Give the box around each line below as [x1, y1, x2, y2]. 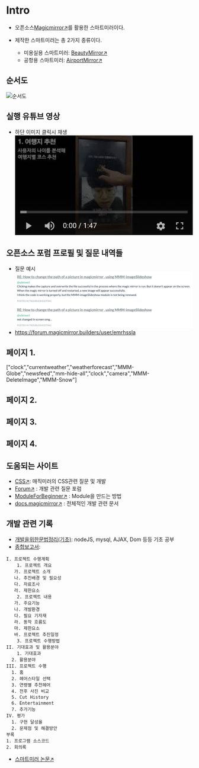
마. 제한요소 [14, 625, 40, 631]
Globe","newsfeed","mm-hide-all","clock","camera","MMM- [6, 370, 150, 377]
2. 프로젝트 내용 [17, 594, 52, 600]
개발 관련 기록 [6, 519, 53, 529]
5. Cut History [11, 694, 49, 700]
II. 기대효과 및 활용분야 [6, 644, 59, 650]
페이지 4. [6, 439, 37, 449]
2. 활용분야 [11, 657, 36, 663]
